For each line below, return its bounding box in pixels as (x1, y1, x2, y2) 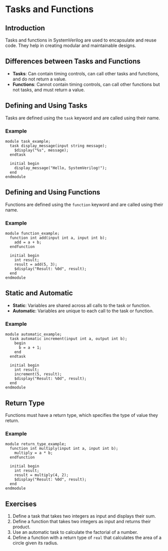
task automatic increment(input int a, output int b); (10, 336, 128, 342)
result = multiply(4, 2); (14, 473, 69, 478)
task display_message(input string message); (10, 143, 107, 148)
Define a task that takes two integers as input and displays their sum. (12, 513, 156, 519)
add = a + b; (14, 240, 42, 245)
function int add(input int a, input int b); (10, 235, 107, 241)
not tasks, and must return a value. (12, 87, 85, 93)
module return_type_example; (5, 442, 67, 447)
